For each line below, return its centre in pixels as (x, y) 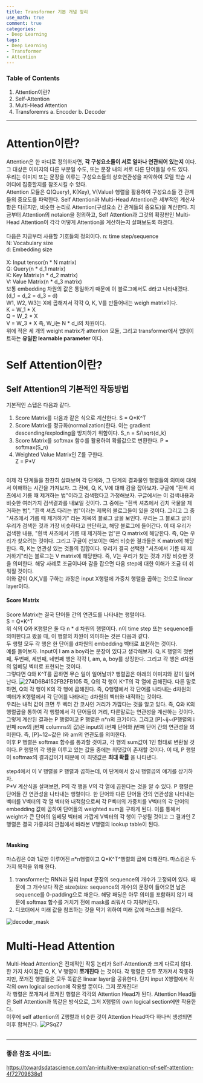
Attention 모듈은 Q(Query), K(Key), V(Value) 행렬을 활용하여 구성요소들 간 (95, 192)
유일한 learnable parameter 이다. (63, 338)
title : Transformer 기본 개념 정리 (47, 12)
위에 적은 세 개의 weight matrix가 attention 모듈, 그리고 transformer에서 (92, 331)
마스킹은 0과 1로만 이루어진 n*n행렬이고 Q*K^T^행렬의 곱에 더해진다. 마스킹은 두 (101, 859)
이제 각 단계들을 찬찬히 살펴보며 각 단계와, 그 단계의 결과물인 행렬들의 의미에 (96, 480)
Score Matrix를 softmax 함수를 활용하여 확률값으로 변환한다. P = (92, 440)
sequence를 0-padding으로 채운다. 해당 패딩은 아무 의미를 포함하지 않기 (101, 895)
